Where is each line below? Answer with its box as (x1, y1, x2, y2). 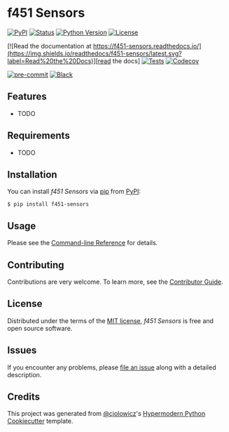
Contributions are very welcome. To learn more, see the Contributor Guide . (7, 277, 223, 286)
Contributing (7, 258, 64, 271)
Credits (7, 391, 41, 403)
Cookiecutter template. (7, 417, 74, 426)
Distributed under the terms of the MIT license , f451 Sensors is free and (7, 316, 214, 325)
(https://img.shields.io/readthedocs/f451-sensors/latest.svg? (7, 49, 182, 58)
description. (7, 370, 42, 379)
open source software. (7, 324, 73, 332)
